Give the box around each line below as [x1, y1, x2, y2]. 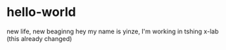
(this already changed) [6, 34, 73, 42]
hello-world [6, 4, 77, 20]
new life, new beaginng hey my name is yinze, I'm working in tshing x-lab [6, 27, 219, 35]
